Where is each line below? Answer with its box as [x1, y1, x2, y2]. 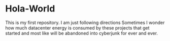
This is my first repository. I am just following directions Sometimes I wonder [5, 19, 165, 25]
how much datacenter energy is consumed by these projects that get [5, 24, 150, 30]
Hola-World [5, 3, 55, 14]
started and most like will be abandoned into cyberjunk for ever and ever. [5, 30, 158, 36]
